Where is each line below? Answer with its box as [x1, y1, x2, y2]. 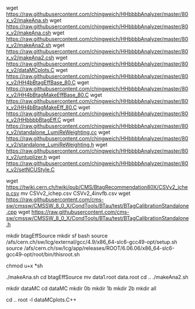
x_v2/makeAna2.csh [6, 54, 54, 61]
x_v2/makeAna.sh [6, 17, 48, 23]
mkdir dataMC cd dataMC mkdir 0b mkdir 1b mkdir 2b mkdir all [6, 285, 156, 291]
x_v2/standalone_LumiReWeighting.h [6, 141, 95, 148]
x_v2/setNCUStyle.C [6, 166, 55, 173]
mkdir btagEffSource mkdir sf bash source [6, 232, 108, 239]
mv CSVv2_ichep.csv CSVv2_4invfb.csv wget [20, 190, 131, 197]
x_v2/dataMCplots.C [6, 67, 55, 73]
